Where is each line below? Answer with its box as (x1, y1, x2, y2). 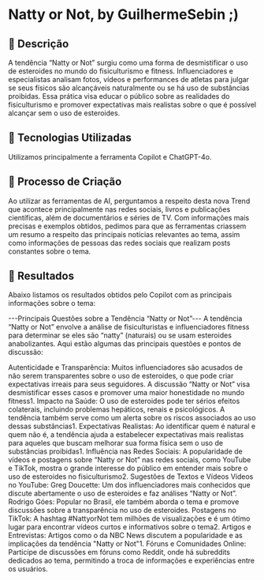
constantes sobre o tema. (8, 247, 91, 256)
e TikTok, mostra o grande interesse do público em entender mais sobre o (8, 464, 248, 473)
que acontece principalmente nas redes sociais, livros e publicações (8, 204, 231, 214)
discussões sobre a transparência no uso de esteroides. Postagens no (8, 506, 236, 515)
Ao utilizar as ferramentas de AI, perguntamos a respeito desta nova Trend (8, 196, 251, 205)
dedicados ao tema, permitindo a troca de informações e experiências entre (8, 556, 255, 566)
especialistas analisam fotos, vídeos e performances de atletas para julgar (8, 75, 250, 84)
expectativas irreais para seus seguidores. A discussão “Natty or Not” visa (8, 379, 251, 389)
